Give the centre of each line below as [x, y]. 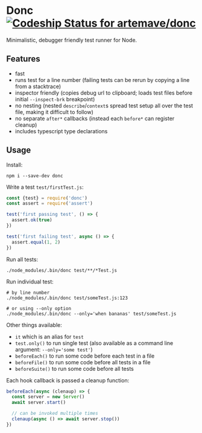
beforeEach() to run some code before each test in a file [85, 356]
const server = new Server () [48, 397]
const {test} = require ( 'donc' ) [47, 198]
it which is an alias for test [49, 337]
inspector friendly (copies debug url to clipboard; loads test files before [104, 93]
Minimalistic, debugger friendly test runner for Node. [72, 40]
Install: [14, 165]
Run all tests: [22, 259]
